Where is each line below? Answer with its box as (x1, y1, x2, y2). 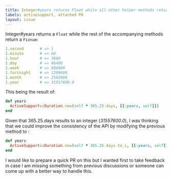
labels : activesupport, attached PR (5, 12, 83, 17)
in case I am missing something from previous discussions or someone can (5, 162, 164, 169)
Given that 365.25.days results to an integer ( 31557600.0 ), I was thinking (5, 118, 159, 123)
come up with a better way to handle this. (5, 168, 93, 174)
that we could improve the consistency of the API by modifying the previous (5, 123, 165, 129)
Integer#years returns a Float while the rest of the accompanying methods (5, 31, 163, 37)
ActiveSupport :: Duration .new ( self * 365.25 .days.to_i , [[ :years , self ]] (10, 143, 168, 148)
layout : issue (5, 17, 36, 22)
